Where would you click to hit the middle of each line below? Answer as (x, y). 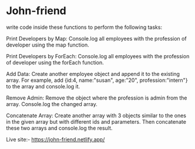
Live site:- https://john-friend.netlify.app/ (56, 139)
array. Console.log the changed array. (52, 104)
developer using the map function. (48, 45)
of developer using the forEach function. (55, 62)
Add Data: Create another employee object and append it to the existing (93, 74)
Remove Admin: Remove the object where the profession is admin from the (97, 98)
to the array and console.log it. (43, 86)
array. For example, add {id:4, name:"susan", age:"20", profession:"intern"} (97, 80)
